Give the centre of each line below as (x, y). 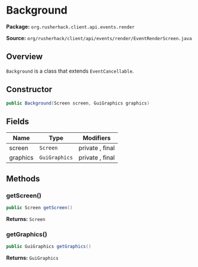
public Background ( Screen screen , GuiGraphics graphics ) (78, 103)
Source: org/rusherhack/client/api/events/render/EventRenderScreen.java (99, 38)
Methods (23, 179)
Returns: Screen (26, 219)
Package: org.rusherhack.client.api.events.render (71, 27)
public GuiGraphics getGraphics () (49, 247)
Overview (25, 57)
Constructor (29, 89)
